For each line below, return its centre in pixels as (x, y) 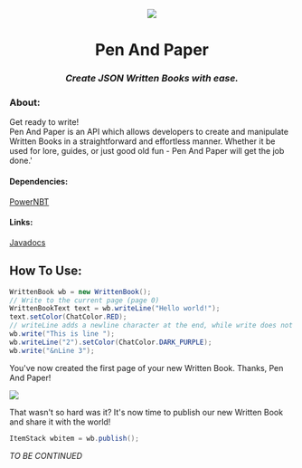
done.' (21, 161)
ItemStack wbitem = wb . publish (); (75, 438)
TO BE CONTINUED (46, 455)
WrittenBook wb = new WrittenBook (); (80, 291)
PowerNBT (29, 201)
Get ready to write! (44, 122)
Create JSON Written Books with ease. (152, 79)
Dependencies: (39, 181)
